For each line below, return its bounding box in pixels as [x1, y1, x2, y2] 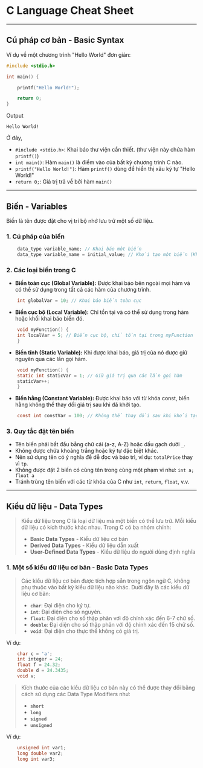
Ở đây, [6, 134, 23, 142]
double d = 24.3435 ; [17, 668, 69, 674]
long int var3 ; [17, 756, 56, 762]
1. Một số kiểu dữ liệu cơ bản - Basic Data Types [6, 563, 149, 572]
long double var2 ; [17, 750, 63, 757]
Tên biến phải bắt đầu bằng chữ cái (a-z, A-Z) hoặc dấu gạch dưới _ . [14, 441, 185, 448]
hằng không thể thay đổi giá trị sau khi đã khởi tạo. [14, 401, 141, 408]
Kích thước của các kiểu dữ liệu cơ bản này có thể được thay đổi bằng [21, 683, 195, 691]
